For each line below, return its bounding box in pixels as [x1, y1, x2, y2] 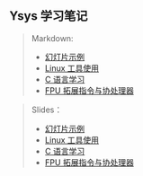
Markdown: [31, 32, 74, 43]
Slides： [31, 104, 63, 115]
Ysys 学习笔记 [9, 8, 88, 24]
